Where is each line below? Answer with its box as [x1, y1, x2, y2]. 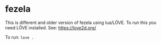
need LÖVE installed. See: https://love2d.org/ [5, 24, 97, 30]
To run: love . [5, 34, 34, 40]
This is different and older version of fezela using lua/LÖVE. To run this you [5, 20, 157, 25]
